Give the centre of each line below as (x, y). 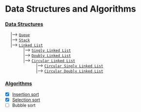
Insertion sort (26, 94)
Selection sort (26, 100)
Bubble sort (24, 105)
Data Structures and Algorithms (70, 9)
